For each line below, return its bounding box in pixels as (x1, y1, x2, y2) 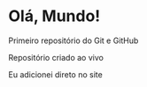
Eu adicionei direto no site (8, 69, 103, 80)
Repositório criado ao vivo (8, 52, 104, 62)
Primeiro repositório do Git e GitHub (8, 35, 139, 46)
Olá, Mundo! (8, 6, 101, 26)
